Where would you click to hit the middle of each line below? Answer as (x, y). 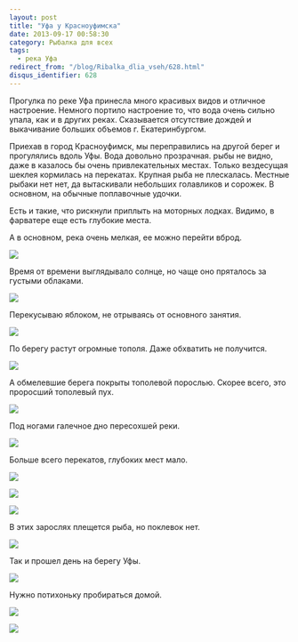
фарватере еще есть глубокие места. (81, 220)
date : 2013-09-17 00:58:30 (59, 34)
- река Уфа (37, 59)
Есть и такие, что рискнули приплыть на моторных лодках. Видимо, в (142, 211)
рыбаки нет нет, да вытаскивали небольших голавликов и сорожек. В (142, 184)
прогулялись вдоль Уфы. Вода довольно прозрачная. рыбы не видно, (141, 156)
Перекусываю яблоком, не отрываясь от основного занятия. (125, 314)
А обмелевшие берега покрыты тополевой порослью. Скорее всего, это (148, 382)
